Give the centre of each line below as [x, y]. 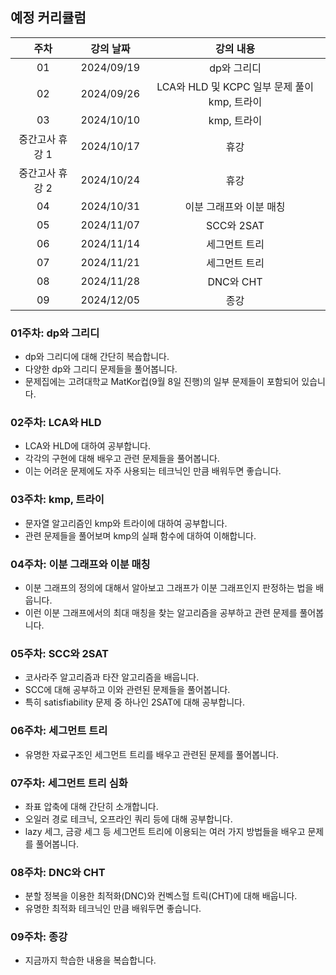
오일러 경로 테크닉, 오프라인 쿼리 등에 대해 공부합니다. [128, 819]
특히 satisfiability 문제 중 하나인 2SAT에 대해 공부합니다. [135, 702]
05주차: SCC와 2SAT [59, 653]
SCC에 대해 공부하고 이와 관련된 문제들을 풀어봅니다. [127, 690]
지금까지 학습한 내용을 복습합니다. [90, 960]
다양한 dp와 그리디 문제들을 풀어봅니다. [101, 369]
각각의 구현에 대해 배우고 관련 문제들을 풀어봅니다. [122, 459]
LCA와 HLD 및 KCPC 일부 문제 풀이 [235, 86]
